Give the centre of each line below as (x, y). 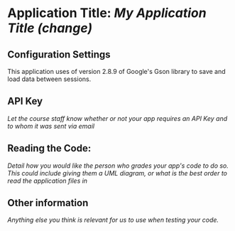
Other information (48, 203)
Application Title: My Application (107, 13)
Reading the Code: (49, 148)
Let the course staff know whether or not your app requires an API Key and (117, 118)
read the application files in (47, 181)
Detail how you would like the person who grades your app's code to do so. (118, 166)
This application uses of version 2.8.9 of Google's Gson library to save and (116, 71)
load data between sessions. (49, 79)
